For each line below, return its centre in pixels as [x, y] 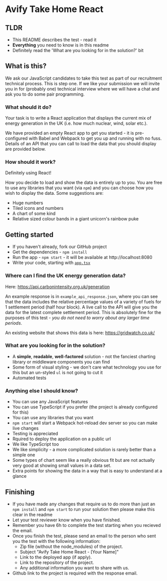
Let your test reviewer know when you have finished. [67, 520]
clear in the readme [32, 514]
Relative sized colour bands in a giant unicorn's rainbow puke [75, 219]
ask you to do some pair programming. [45, 94]
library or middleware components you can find [61, 362]
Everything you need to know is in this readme [61, 45]
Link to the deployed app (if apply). [56, 557]
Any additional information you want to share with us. [75, 567]
